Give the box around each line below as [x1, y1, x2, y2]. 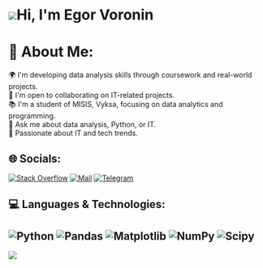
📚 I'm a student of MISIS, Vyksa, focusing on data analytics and [8, 100, 223, 109]
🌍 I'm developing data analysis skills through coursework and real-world [8, 70, 252, 80]
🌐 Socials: [8, 151, 62, 165]
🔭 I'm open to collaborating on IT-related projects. [8, 91, 175, 100]
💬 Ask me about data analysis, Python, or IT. [8, 120, 157, 130]
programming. [8, 111, 56, 121]
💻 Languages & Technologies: [8, 198, 166, 211]
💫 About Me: [8, 43, 94, 62]
